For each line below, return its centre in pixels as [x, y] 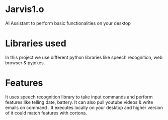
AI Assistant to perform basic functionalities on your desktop [68, 23]
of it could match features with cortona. [46, 113]
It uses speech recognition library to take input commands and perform [79, 97]
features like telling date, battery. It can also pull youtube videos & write [79, 102]
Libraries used [36, 43]
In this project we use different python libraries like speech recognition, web [84, 57]
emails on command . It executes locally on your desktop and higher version [84, 107]
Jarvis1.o [25, 9]
